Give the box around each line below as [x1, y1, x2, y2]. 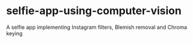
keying [6, 29, 23, 37]
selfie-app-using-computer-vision [6, 4, 182, 18]
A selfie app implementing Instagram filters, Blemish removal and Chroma [6, 24, 187, 31]
